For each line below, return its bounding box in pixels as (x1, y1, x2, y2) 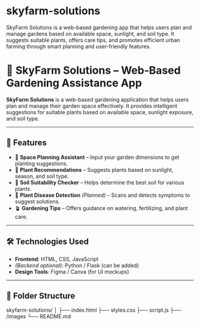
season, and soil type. (14, 173, 70, 180)
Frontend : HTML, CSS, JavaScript (14, 255, 99, 262)
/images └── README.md (6, 313, 71, 320)
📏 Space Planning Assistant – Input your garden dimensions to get (14, 153, 180, 161)
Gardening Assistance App (6, 76, 142, 90)
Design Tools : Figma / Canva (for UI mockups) (14, 268, 130, 275)
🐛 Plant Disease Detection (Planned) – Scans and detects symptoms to (14, 192, 190, 199)
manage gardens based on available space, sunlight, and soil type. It (6, 30, 174, 37)
